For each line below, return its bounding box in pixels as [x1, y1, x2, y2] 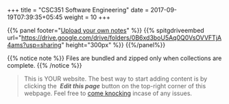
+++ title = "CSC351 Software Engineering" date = [7, 6, 149, 14]
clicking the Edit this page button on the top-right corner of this [23, 82, 206, 90]
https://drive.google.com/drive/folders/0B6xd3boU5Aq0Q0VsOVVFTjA [21, 34, 221, 42]
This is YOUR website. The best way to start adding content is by [23, 75, 208, 83]
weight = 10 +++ [64, 13, 111, 21]
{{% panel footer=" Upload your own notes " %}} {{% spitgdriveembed [7, 27, 204, 34]
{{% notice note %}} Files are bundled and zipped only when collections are [7, 54, 222, 62]
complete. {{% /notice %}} [7, 62, 82, 69]
